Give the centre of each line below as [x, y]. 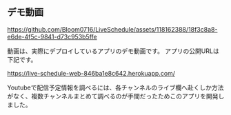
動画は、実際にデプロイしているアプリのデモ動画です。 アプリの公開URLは [113, 51]
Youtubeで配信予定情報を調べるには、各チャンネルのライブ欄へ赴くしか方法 [115, 87]
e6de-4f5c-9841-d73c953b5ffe [52, 36]
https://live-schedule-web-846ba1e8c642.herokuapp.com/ [91, 73]
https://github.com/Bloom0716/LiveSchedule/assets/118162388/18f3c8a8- [112, 29]
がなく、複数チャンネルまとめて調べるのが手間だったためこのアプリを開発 [113, 96]
